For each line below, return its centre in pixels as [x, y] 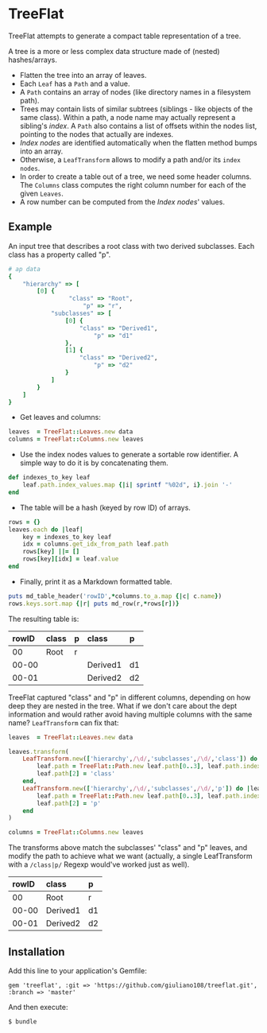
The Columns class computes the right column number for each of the [133, 184]
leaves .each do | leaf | [46, 530]
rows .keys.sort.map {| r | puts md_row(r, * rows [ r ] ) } [94, 604]
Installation [37, 951]
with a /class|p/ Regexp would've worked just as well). [99, 864]
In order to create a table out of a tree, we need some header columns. [135, 177]
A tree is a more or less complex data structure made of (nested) [114, 51]
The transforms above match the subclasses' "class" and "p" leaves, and [128, 848]
